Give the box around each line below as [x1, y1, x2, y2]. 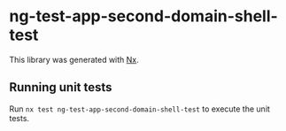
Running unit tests [9, 80, 112, 95]
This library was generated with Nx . [9, 54, 139, 65]
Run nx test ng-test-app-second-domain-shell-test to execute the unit [9, 104, 270, 114]
